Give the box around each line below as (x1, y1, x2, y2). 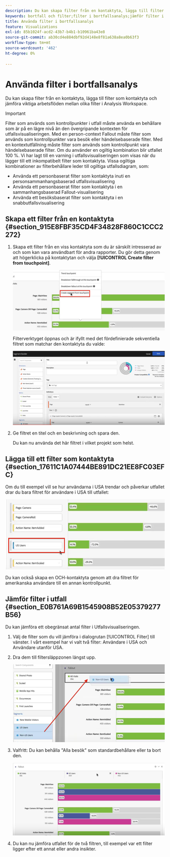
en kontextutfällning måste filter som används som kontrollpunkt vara (5, 142, 149, 148)
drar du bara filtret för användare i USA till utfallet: (5, 489, 109, 495)
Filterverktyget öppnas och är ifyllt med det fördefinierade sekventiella (12, 335, 160, 341)
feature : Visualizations (5, 24, 58, 29)
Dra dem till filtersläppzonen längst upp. (12, 654, 96, 660)
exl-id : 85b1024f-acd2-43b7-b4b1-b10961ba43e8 (5, 29, 105, 35)
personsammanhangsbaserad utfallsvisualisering (12, 179, 115, 185)
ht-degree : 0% (5, 51, 35, 56)
